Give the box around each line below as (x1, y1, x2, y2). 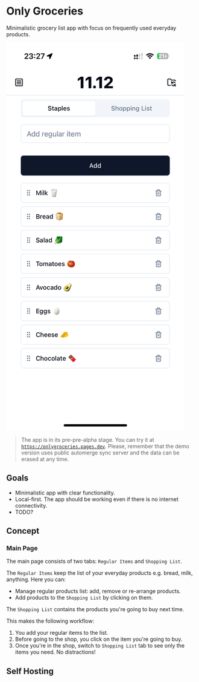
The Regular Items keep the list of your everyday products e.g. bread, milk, (6, 569, 193, 577)
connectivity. (14, 502, 48, 509)
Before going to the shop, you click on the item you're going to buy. (14, 635, 183, 643)
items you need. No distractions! (14, 649, 96, 656)
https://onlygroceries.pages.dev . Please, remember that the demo (21, 442, 190, 450)
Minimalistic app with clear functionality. (14, 489, 116, 496)
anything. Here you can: (6, 576, 66, 583)
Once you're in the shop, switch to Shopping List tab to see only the (14, 642, 185, 649)
